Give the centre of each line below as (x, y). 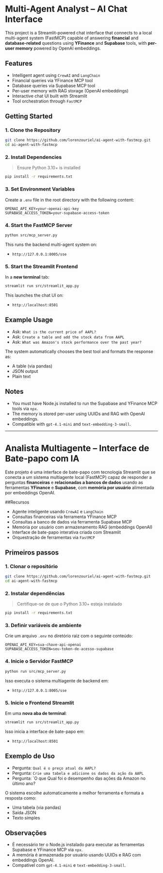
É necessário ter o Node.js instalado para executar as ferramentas (78, 845)
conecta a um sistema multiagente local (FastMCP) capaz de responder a (78, 477)
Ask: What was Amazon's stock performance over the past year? (77, 342)
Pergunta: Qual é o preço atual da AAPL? (54, 768)
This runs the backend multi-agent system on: (51, 244)
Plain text (21, 376)
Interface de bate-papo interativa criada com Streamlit (66, 532)
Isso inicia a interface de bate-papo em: (45, 731)
